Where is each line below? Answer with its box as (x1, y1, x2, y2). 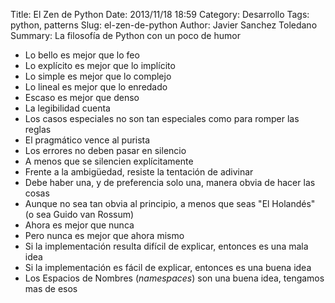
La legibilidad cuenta (24, 102, 111, 114)
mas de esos (24, 283, 78, 294)
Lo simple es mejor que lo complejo (24, 70, 172, 82)
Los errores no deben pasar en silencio (24, 145, 187, 156)
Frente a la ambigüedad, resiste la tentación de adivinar (24, 166, 254, 178)
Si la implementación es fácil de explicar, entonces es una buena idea (24, 262, 312, 273)
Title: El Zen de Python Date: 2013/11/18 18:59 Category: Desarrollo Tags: (10, 9, 310, 20)
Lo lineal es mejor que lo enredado (24, 81, 168, 93)
